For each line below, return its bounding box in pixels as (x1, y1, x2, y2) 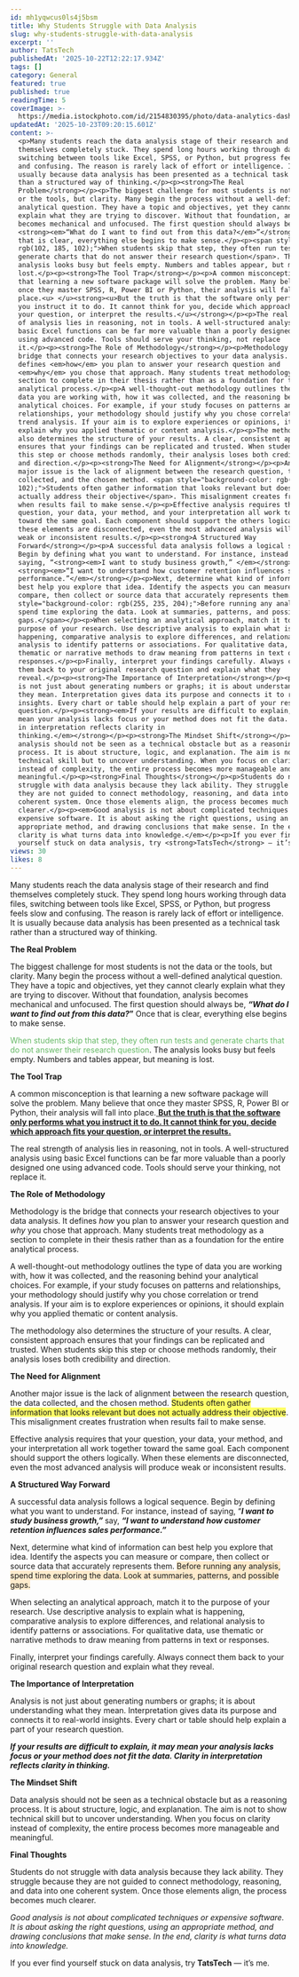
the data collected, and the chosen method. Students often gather (10, 1397, 251, 1408)
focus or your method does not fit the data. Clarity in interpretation (10, 1751, 263, 1761)
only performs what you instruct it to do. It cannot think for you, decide (10, 1116, 278, 1127)
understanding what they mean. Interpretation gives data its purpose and (10, 1704, 278, 1715)
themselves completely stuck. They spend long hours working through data (10, 889, 287, 900)
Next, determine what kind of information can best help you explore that (10, 1542, 273, 1552)
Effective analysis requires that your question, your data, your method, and (10, 1433, 283, 1444)
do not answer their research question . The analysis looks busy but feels (10, 1044, 276, 1055)
